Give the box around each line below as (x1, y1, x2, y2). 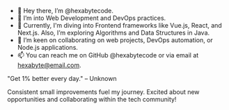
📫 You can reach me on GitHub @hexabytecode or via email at (17, 51, 199, 59)
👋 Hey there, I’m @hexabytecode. (17, 7, 113, 15)
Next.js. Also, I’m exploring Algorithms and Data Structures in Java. (17, 28, 210, 37)
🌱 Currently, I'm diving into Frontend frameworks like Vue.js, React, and (17, 21, 223, 29)
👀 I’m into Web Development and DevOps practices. (17, 14, 166, 22)
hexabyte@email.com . (17, 61, 81, 69)
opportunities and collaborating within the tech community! (7, 95, 177, 103)
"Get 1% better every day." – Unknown (7, 75, 117, 82)
